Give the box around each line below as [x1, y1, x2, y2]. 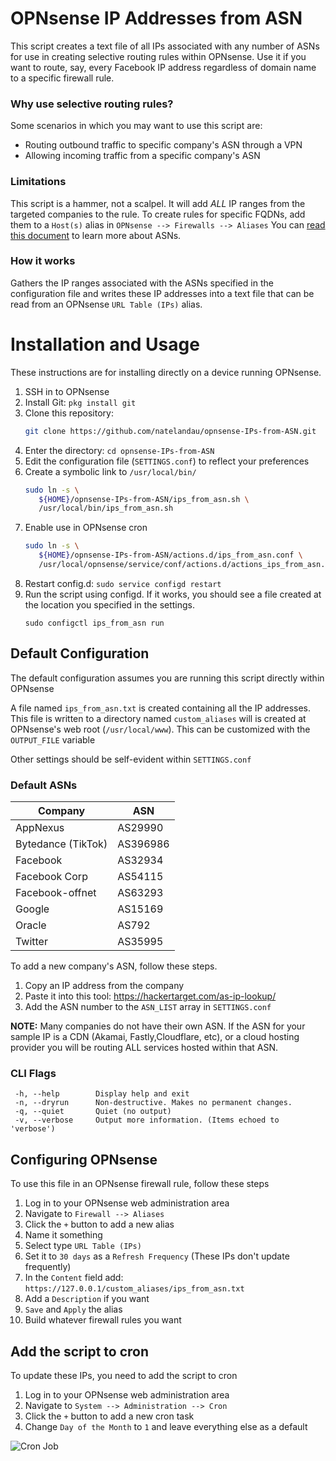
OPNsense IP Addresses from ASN [10, 7, 303, 30]
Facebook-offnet [15, 886, 97, 899]
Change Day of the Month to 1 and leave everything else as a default [24, 1420, 308, 1432]
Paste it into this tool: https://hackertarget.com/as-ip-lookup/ [24, 990, 277, 1002]
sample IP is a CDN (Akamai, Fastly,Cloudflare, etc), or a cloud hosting [10, 1031, 300, 1042]
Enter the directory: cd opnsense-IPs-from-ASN [24, 444, 215, 456]
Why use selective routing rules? [10, 97, 174, 111]
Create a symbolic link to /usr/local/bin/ [24, 465, 197, 477]
